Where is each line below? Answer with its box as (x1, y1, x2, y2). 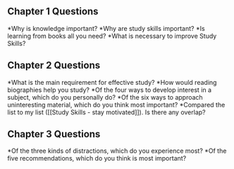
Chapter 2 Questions (7, 60, 101, 72)
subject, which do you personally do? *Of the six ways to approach (7, 93, 203, 101)
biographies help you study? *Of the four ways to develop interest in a (7, 86, 212, 94)
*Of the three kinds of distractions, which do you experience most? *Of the (7, 147, 227, 155)
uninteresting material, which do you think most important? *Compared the (7, 100, 226, 109)
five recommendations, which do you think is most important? (7, 154, 187, 163)
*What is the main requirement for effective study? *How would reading (7, 78, 217, 86)
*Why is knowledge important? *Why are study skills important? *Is (7, 24, 206, 32)
